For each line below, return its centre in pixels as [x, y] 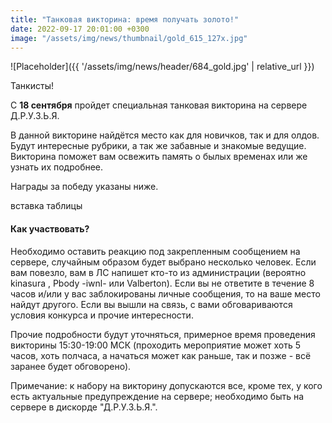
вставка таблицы [46, 206]
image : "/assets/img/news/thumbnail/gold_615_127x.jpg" [129, 38]
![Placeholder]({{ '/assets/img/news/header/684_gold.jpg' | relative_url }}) [162, 67]
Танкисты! [32, 86]
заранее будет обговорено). [71, 366]
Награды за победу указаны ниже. [84, 187]
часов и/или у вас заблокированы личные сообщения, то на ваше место [165, 293]
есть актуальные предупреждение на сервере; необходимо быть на [157, 396]
